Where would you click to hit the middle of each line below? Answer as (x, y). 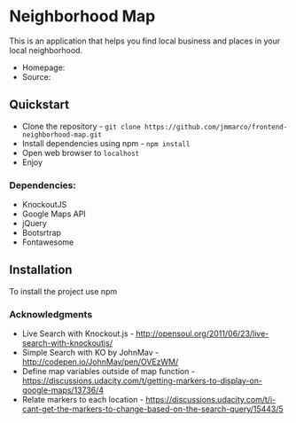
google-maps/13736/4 (63, 390)
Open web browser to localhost (81, 153)
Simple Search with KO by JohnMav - (90, 353)
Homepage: (43, 67)
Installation (41, 270)
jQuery (34, 223)
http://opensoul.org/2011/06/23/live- (203, 333)
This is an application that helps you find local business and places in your (145, 41)
